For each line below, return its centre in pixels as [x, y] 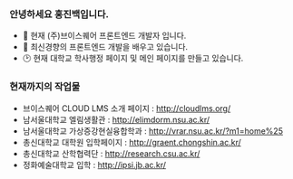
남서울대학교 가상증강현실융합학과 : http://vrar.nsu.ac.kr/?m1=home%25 [153, 131]
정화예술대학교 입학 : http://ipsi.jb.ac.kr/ [94, 165]
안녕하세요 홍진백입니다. [59, 14]
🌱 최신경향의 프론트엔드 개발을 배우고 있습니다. [105, 47]
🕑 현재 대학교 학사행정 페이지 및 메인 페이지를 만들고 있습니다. [133, 58]
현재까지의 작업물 [45, 87]
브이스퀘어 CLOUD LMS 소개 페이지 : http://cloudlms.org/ [127, 108]
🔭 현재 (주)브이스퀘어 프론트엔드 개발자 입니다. [104, 36]
